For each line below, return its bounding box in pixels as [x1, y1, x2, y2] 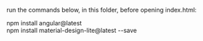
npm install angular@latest [6, 19, 82, 27]
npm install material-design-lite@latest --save [6, 27, 137, 34]
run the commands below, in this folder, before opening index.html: [6, 6, 197, 14]
